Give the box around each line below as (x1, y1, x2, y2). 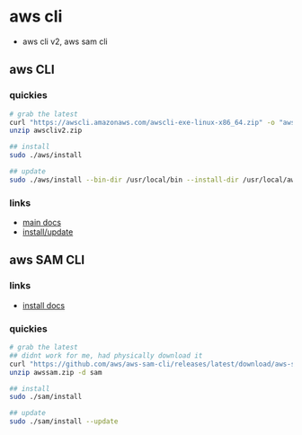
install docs (22, 299, 66, 311)
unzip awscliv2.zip (9, 126, 83, 136)
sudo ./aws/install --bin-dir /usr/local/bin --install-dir (9, 175, 240, 184)
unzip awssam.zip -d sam (9, 368, 102, 377)
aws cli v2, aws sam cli (22, 36, 108, 47)
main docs (22, 217, 61, 228)
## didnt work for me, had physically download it (9, 351, 203, 360)
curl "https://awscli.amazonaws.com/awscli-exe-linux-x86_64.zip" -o (9, 118, 276, 127)
